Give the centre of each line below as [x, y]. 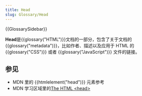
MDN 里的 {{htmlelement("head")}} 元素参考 [58, 82]
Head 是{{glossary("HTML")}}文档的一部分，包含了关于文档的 [69, 39]
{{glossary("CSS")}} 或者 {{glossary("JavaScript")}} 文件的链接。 [73, 52]
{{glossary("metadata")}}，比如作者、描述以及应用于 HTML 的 [70, 45]
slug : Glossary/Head [27, 15]
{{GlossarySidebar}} [26, 29]
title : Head [18, 10]
